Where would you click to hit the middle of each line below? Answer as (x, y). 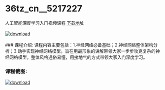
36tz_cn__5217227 (44, 9)
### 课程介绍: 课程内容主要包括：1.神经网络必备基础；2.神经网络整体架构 (79, 45)
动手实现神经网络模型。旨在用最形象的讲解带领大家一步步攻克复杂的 (87, 51)
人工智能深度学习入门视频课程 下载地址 (45, 23)
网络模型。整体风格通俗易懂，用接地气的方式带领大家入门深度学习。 (78, 57)
